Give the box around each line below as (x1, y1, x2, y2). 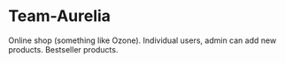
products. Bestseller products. (8, 44, 119, 54)
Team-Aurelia (8, 6, 112, 26)
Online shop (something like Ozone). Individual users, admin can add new (8, 35, 277, 45)
